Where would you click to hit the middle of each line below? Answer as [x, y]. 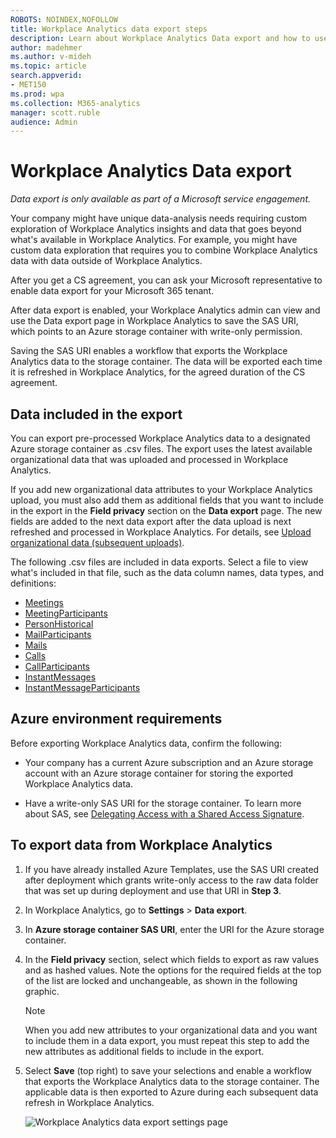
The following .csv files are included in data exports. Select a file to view [159, 562]
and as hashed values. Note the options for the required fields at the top [173, 970]
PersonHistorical [59, 624]
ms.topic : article [48, 66]
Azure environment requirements [116, 719]
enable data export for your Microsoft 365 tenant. [112, 291]
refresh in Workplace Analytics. [89, 1102]
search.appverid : [46, 76]
